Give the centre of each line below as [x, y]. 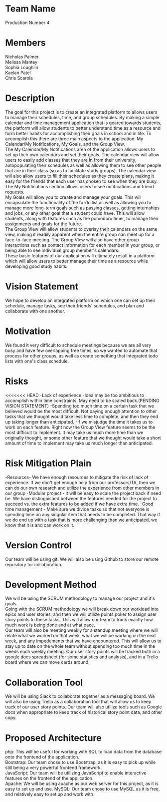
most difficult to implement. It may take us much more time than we [74, 432]
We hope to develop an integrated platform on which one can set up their [80, 300]
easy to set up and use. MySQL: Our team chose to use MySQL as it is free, [83, 789]
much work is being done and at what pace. [50, 625]
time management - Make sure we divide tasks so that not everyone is [77, 509]
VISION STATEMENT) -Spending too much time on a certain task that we [80, 406]
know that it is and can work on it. [40, 525]
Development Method [51, 584]
